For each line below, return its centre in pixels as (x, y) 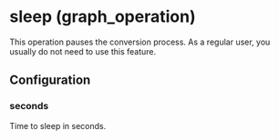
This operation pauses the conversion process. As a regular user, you (140, 42)
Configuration (50, 80)
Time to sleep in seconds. (58, 125)
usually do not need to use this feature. (83, 51)
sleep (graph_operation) (103, 17)
